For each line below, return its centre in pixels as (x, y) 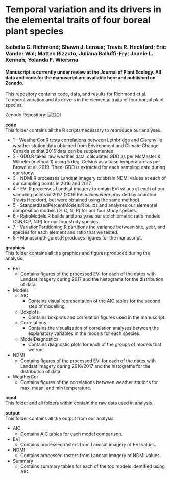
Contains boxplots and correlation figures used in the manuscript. (97, 317)
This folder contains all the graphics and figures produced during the (78, 253)
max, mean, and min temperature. (56, 388)
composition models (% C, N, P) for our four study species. (75, 211)
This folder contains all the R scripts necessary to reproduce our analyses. (83, 130)
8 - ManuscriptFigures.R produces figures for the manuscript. (77, 238)
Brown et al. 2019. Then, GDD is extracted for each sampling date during (89, 167)
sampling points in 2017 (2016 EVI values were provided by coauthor (84, 195)
